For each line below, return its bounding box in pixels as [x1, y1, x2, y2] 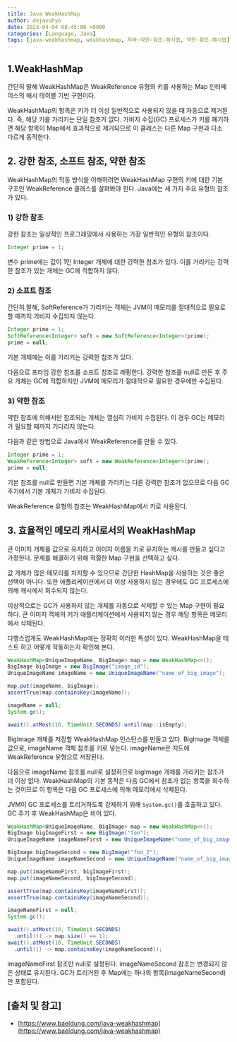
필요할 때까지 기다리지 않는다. [14, 422, 97, 431]
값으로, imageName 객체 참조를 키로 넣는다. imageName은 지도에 [7, 743, 190, 752]
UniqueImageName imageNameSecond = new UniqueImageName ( [7, 856, 178, 863]
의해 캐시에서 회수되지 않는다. [7, 586, 89, 594]
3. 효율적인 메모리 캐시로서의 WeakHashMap [7, 525, 196, 537]
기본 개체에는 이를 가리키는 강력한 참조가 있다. [7, 352, 134, 361]
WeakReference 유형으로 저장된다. [7, 753, 104, 761]
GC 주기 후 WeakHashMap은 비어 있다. [7, 809, 117, 818]
